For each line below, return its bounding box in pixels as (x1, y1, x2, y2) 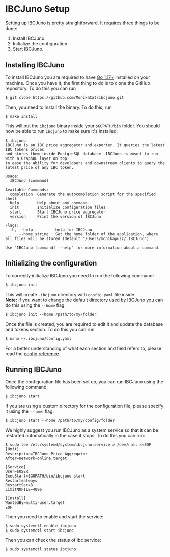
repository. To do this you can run (5, 85, 76, 91)
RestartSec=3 (5, 483, 33, 488)
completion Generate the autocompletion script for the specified (10, 192, 156, 197)
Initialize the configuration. (12, 40, 69, 46)
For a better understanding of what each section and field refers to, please (5, 345, 162, 351)
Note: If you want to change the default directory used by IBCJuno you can (5, 297, 163, 303)
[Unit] (5, 447, 19, 452)
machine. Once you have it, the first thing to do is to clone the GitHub (5, 79, 150, 86)
